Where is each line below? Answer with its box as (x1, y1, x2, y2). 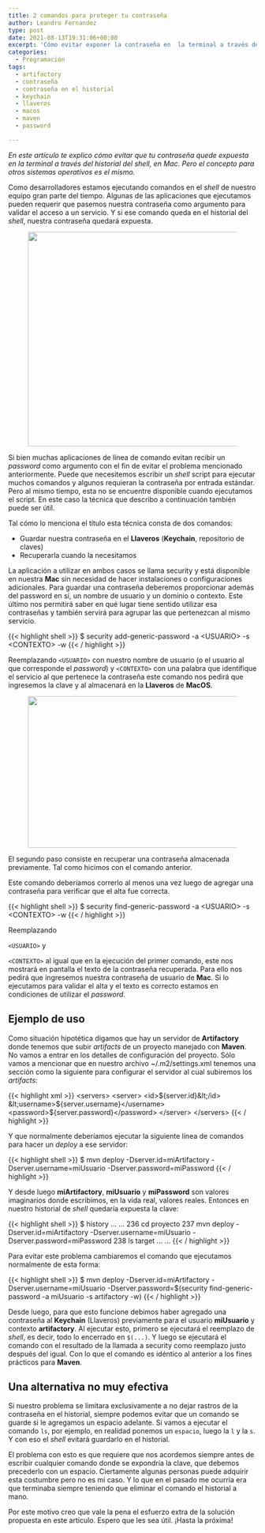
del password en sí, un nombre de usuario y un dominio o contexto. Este (8, 590, 243, 601)
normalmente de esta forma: (8, 1260, 101, 1269)
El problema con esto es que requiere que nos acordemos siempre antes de (8, 1450, 255, 1460)
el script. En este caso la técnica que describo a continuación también (8, 495, 237, 504)
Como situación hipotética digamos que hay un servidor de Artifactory (8, 1033, 239, 1043)
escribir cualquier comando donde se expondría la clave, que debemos (8, 1459, 240, 1468)
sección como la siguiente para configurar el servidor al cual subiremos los (8, 1067, 252, 1076)
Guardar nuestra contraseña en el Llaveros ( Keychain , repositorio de (19, 533, 244, 543)
